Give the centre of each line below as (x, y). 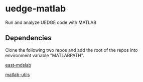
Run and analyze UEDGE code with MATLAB (51, 22)
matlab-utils (18, 75)
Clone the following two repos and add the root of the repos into (71, 50)
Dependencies (28, 38)
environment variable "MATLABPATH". (45, 55)
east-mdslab (18, 65)
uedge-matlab (36, 9)
